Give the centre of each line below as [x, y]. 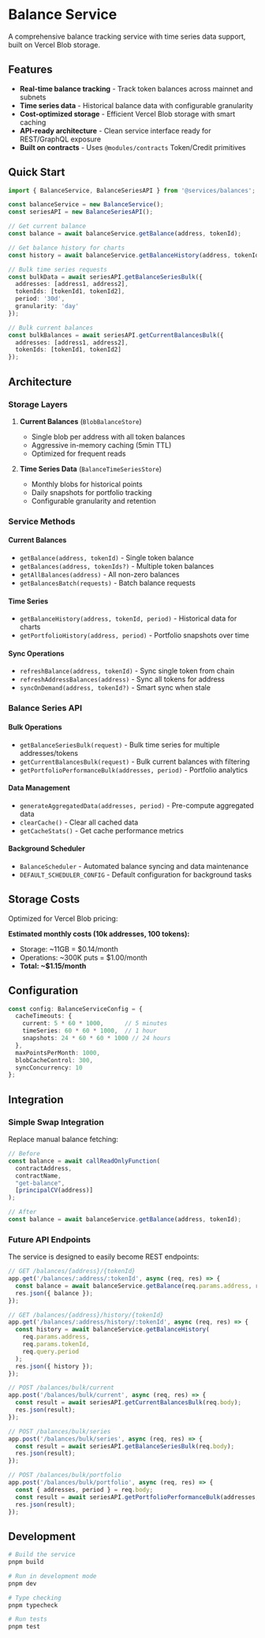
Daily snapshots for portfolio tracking [91, 492]
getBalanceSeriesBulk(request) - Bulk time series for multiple [119, 745]
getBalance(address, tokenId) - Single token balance [107, 558]
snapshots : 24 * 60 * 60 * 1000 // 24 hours [97, 1039]
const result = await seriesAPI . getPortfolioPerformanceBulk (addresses [136, 1497]
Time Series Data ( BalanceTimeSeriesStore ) [91, 468]
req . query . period [51, 1351]
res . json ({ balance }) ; [54, 1293]
